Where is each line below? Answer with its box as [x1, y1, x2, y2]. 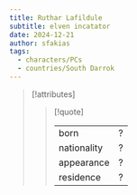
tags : [9, 47, 30, 56]
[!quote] [53, 106, 84, 117]
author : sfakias [9, 38, 70, 48]
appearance [58, 156, 110, 169]
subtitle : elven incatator [9, 22, 111, 31]
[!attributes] [31, 88, 76, 100]
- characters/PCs [17, 55, 83, 64]
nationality [58, 141, 104, 154]
